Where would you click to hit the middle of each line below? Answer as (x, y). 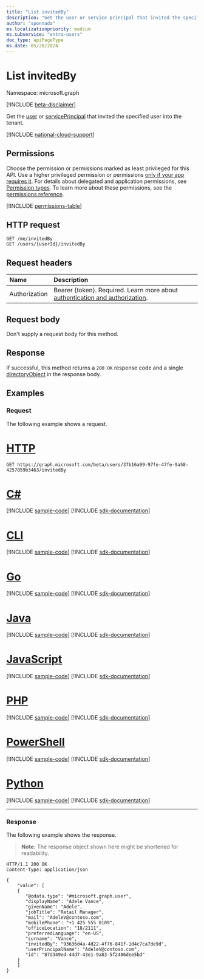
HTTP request (33, 225)
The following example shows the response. (61, 835)
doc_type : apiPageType (35, 40)
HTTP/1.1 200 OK (27, 864)
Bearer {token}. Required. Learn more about (116, 290)
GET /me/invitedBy (29, 239)
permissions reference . (35, 194)
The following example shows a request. (57, 424)
